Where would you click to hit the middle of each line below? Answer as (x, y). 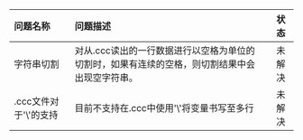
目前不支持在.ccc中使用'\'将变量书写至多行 (164, 108)
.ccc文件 (32, 101)
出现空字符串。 (106, 78)
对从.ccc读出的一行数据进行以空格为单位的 (165, 51)
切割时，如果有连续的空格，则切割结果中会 (165, 64)
